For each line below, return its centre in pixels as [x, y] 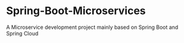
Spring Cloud [22, 33]
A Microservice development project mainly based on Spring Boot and [92, 27]
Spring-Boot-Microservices [76, 11]
